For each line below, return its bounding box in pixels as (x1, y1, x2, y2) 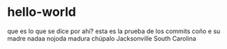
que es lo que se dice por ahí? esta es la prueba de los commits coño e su (7, 27, 221, 35)
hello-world (7, 4, 77, 20)
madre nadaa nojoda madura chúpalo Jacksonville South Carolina (7, 34, 197, 42)
